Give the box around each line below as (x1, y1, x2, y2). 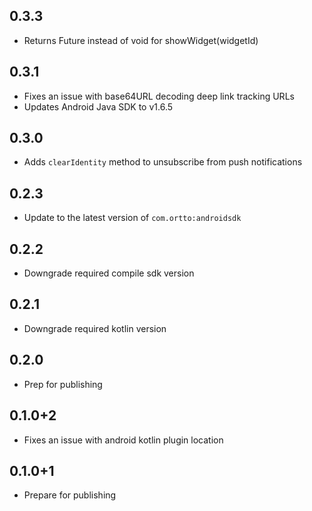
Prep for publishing (23, 378, 103, 390)
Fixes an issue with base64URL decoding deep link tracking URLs (23, 90, 295, 102)
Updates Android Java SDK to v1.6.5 (23, 100, 174, 113)
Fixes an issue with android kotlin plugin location (23, 434, 224, 446)
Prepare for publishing (23, 489, 117, 501)
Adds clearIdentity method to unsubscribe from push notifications (23, 156, 303, 168)
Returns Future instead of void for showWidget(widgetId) (23, 34, 259, 46)
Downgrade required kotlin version (23, 322, 167, 334)
